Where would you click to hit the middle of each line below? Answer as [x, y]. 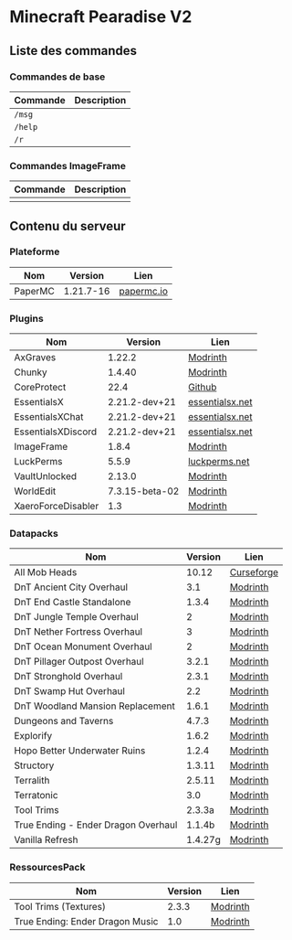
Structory [34, 765]
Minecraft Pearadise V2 [101, 17]
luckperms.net [219, 462]
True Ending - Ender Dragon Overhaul [96, 825]
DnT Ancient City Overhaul [71, 587]
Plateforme [35, 251]
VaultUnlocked [46, 476]
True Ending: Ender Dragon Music [86, 921]
